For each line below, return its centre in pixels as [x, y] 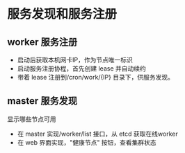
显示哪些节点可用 [32, 119]
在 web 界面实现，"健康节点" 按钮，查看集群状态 [87, 142]
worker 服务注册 [42, 42]
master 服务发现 [42, 101]
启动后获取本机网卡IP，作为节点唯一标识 [75, 60]
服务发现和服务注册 [62, 14]
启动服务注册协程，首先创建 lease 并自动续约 [81, 69]
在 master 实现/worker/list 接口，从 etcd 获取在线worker [98, 134]
